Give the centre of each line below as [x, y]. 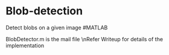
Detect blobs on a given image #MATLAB [57, 27]
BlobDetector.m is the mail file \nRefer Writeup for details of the [84, 39]
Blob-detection [44, 11]
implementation [25, 45]
